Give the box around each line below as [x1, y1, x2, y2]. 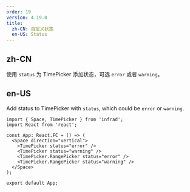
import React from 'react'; [6, 122, 78, 128]
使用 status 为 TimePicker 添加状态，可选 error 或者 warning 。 [6, 70, 163, 78]
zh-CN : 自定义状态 [12, 25, 53, 32]
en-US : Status [12, 31, 47, 38]
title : [6, 20, 23, 26]
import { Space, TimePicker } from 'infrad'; [6, 116, 123, 122]
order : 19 [6, 8, 32, 15]
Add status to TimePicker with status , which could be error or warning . [6, 104, 185, 112]
